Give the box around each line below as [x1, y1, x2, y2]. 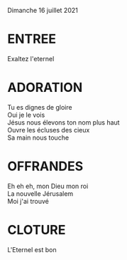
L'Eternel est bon [7, 245, 57, 254]
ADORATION [7, 80, 83, 95]
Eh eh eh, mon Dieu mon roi [7, 182, 89, 190]
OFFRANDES [7, 158, 84, 175]
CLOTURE [7, 222, 66, 238]
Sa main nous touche [7, 133, 70, 142]
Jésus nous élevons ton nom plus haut [7, 118, 120, 127]
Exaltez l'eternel [7, 54, 55, 63]
